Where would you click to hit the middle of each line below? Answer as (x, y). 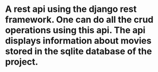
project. (22, 62)
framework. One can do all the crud (79, 20)
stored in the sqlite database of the (79, 51)
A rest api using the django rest (71, 9)
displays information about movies (78, 41)
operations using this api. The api (75, 30)
